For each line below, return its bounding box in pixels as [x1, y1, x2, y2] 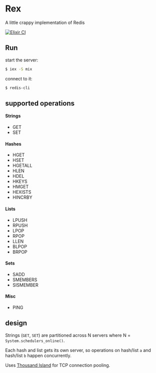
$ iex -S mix [5, 66, 32, 71]
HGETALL [12, 163, 32, 169]
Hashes [5, 141, 21, 147]
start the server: [5, 57, 38, 63]
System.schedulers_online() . [5, 338, 65, 344]
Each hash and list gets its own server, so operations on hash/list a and [5, 347, 151, 353]
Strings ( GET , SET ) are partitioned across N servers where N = [5, 332, 131, 338]
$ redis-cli [5, 85, 30, 90]
